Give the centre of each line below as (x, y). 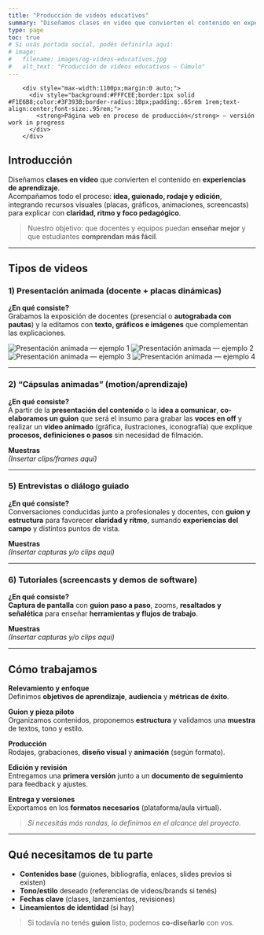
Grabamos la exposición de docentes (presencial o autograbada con (120, 316)
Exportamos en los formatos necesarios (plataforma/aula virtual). (115, 808)
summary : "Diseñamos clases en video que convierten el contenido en (125, 23)
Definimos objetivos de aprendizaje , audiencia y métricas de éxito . (119, 696)
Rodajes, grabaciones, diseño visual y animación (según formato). (117, 752)
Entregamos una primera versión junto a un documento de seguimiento (126, 775)
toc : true (24, 37)
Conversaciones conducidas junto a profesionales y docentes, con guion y (129, 511)
